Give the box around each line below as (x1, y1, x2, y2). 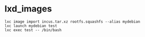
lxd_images (4, 3, 52, 14)
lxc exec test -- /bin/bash (4, 27, 62, 32)
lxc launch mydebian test (4, 23, 57, 28)
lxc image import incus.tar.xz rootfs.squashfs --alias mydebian (4, 19, 140, 24)
